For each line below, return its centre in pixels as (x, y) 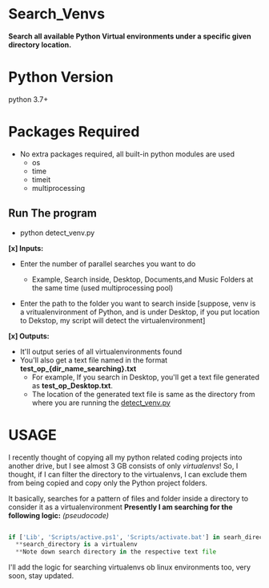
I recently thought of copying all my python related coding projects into (125, 457)
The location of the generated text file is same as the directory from (143, 394)
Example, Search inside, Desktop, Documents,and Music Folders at (143, 279)
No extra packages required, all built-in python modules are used (127, 154)
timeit (41, 179)
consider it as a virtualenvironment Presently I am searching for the (121, 507)
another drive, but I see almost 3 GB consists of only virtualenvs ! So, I (123, 465)
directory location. (40, 44)
